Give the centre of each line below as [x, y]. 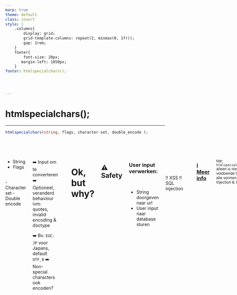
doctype [41, 225]
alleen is [223, 169]
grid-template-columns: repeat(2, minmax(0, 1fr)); [79, 39]
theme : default [21, 15]
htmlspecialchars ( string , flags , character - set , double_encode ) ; [77, 132]
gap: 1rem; [35, 43]
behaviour [43, 198]
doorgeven [148, 198]
